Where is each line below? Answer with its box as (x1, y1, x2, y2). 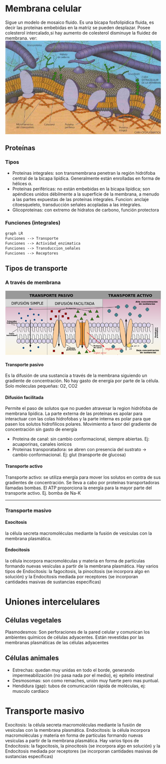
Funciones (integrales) (5, 219, 61, 226)
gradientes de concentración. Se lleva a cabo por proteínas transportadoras (5, 479, 160, 485)
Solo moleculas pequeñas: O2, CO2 (5, 383, 78, 389)
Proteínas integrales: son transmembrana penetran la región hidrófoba (12, 170, 156, 176)
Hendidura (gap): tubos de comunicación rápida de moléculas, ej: (12, 683, 146, 689)
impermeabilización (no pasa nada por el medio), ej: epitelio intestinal (12, 672, 154, 678)
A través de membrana (5, 279, 61, 286)
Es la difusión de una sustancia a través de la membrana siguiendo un (5, 372, 147, 379)
